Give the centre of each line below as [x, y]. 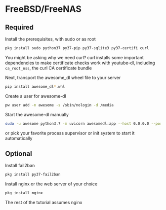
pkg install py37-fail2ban [33, 175]
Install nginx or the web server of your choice [51, 184]
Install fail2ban [20, 166]
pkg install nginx [24, 193]
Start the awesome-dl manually [37, 114]
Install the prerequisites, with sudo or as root [50, 39]
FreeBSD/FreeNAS [43, 9]
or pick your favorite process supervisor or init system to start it [70, 133]
